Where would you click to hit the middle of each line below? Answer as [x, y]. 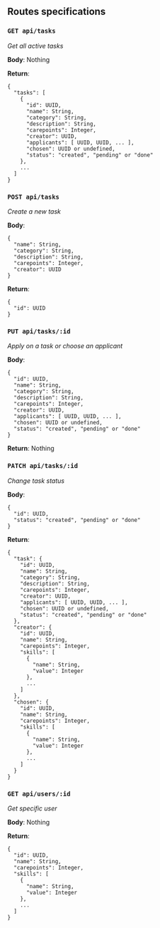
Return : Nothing [31, 449]
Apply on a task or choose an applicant [65, 346]
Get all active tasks [35, 46]
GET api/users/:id [39, 794]
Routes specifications [57, 12]
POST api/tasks [34, 197]
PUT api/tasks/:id [39, 331]
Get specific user [33, 808]
